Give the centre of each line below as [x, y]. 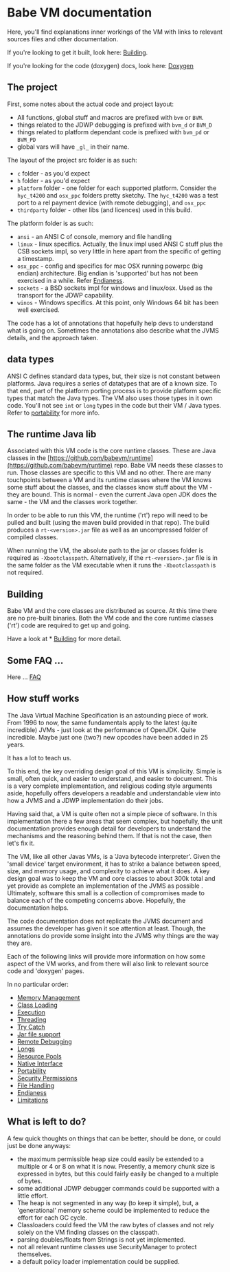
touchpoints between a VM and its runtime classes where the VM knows [109, 480]
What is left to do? [47, 1122]
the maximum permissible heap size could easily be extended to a [111, 1159]
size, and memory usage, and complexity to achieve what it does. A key [108, 871]
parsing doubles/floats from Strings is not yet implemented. [101, 1239]
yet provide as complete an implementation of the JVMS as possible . [105, 886]
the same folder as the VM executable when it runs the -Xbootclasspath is [112, 565]
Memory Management [48, 997]
